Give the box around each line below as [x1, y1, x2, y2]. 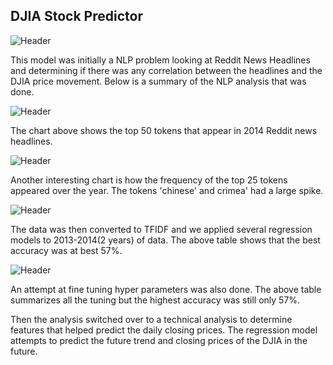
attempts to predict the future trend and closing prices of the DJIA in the [10, 334, 308, 346]
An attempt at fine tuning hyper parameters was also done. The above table [10, 283, 322, 295]
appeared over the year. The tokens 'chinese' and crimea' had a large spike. [10, 184, 324, 196]
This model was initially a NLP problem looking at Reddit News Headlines [10, 54, 311, 66]
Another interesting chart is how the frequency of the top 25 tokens [10, 174, 288, 186]
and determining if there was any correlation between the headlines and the [10, 64, 323, 76]
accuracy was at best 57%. [10, 244, 123, 256]
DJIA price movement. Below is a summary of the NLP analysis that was [10, 75, 307, 87]
